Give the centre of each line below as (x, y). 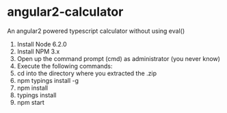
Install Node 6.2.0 (42, 44)
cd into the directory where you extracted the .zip (87, 73)
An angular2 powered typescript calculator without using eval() (96, 31)
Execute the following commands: (65, 66)
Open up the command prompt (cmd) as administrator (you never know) (119, 58)
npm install (32, 88)
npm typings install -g (48, 80)
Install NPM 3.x (38, 51)
